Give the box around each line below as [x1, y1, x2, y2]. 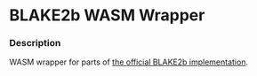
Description [9, 37, 61, 49]
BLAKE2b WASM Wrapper [9, 5, 205, 26]
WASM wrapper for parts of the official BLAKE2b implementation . [9, 57, 249, 67]
